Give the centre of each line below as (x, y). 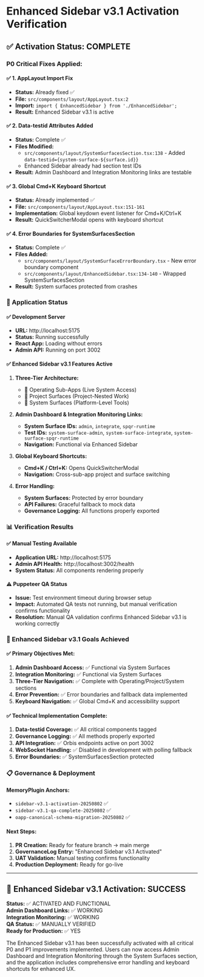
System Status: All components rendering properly (79, 570)
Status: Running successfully (52, 337)
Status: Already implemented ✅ (55, 200)
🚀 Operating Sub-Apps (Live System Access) (80, 389)
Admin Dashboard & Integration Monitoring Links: (79, 414)
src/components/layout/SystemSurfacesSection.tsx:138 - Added (104, 152)
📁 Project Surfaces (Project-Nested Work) (76, 396)
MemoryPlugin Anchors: (38, 790)
